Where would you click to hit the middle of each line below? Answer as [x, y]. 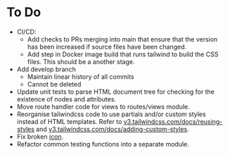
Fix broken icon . [40, 136]
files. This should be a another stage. [81, 61]
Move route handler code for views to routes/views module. [103, 106]
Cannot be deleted [54, 84]
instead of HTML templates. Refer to [69, 121]
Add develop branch [46, 69]
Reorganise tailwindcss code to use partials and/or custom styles [111, 114]
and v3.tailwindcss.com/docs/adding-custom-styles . [112, 129]
